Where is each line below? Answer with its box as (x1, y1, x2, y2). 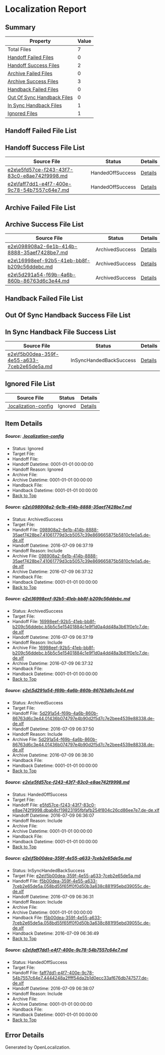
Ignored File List (5, 380, 55, 388)
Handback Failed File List (5, 294, 83, 302)
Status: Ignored (12, 446, 44, 452)
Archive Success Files (7, 78, 59, 85)
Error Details (5, 1031, 44, 1040)
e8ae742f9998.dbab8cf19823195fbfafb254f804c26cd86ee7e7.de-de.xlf (12, 807, 160, 813)
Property (29, 38, 51, 44)
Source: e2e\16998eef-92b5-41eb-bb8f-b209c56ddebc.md (5, 595, 131, 601)
